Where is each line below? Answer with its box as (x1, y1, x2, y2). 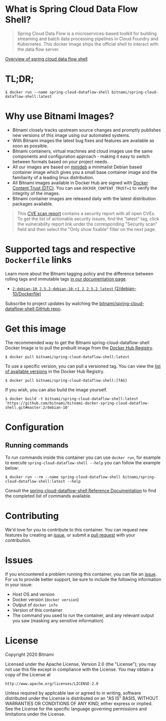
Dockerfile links (5, 254, 72, 265)
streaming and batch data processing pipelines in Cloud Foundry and (17, 36, 159, 42)
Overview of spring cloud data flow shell (5, 56, 88, 62)
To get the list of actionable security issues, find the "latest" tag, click (17, 216, 160, 221)
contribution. (5, 537, 31, 543)
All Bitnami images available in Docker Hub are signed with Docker (12, 180, 148, 186)
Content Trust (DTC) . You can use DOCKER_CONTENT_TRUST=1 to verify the (12, 185, 158, 191)
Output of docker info (12, 602, 58, 608)
